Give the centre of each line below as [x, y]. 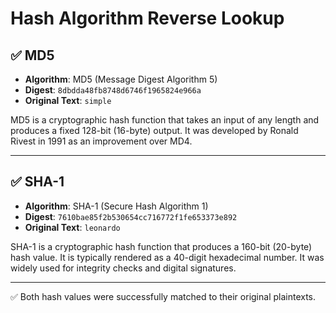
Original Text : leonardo [72, 227]
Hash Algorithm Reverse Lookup [147, 18]
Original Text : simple [68, 100]
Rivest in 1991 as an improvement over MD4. [101, 141]
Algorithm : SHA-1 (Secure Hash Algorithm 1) [116, 206]
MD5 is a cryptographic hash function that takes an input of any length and [165, 120]
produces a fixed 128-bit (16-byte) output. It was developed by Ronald [154, 130]
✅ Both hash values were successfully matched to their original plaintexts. [163, 296]
